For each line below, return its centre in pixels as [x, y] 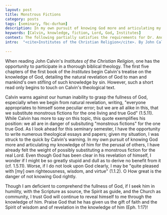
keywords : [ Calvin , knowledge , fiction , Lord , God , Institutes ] [73, 33]
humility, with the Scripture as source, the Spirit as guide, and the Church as [83, 191]
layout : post [19, 10]
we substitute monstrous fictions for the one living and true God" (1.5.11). [79, 113]
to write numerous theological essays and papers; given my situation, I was [82, 134]
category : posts [22, 19]
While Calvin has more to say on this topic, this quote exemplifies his [75, 118]
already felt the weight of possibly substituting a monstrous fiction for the [80, 150]
